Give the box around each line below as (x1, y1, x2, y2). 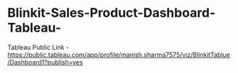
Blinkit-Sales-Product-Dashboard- (7, 5, 216, 21)
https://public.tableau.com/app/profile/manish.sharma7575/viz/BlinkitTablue (7, 51, 231, 59)
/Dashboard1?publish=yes (7, 58, 83, 66)
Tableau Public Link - (7, 43, 70, 51)
